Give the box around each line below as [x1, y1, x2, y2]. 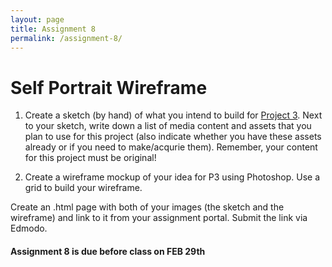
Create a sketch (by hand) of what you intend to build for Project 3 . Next [24, 109, 323, 121]
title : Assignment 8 [10, 24, 97, 34]
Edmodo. [10, 222, 48, 235]
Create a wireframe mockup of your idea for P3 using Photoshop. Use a [24, 171, 321, 183]
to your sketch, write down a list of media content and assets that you [24, 120, 312, 132]
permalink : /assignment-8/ [10, 33, 123, 43]
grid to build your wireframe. [24, 182, 143, 194]
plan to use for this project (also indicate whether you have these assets [24, 131, 322, 143]
